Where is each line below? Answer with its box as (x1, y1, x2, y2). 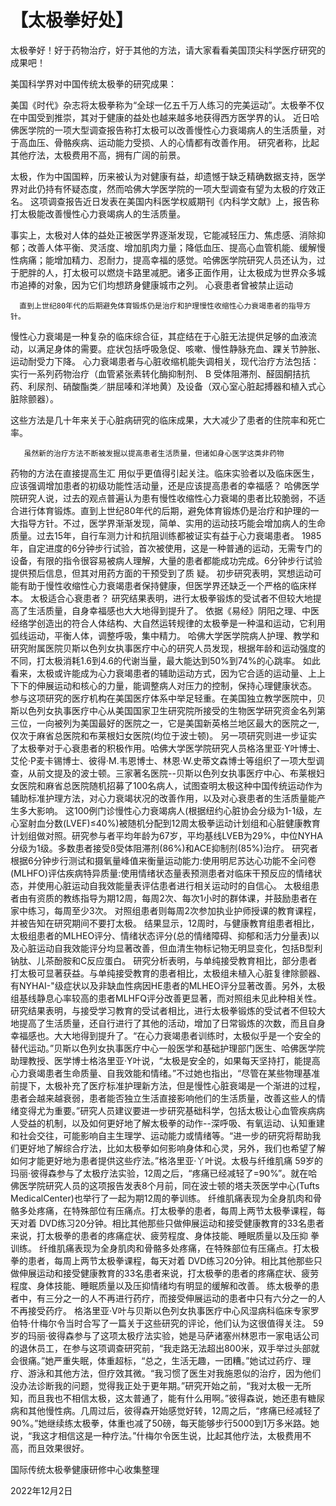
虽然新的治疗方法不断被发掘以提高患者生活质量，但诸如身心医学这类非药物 (23, 448, 285, 458)
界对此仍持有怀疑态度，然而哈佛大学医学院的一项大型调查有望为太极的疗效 (10, 182, 317, 195)
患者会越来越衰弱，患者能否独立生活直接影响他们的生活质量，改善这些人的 (10, 1092, 317, 1104)
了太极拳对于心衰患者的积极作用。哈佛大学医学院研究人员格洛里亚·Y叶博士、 (10, 742, 326, 754)
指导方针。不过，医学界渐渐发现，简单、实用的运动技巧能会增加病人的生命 (18, 517, 326, 529)
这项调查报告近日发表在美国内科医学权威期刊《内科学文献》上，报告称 (29, 195, 320, 207)
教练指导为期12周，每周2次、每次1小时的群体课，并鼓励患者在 (62, 892, 318, 904)
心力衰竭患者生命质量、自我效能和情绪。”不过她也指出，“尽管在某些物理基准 (10, 1067, 321, 1079)
